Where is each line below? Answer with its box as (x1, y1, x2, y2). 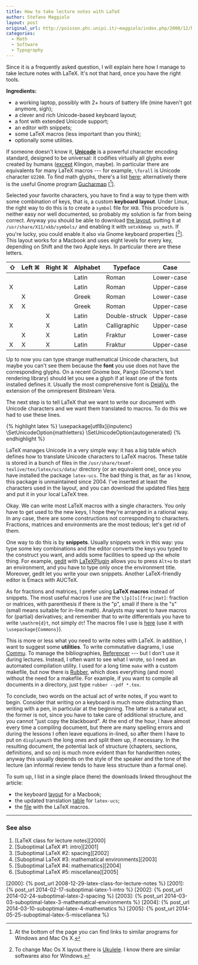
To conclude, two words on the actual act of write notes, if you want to (6, 692, 178, 700)
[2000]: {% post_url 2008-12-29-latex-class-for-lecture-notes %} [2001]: (6, 880, 184, 887)
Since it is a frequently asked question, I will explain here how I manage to (6, 63, 186, 70)
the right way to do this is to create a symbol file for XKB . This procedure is (6, 205, 184, 212)
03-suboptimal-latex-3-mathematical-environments (6, 899, 132, 906)
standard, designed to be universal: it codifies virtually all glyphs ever (6, 154, 175, 161)
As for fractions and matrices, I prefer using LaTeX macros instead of (6, 588, 175, 595)
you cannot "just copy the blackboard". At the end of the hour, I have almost (6, 718, 190, 725)
